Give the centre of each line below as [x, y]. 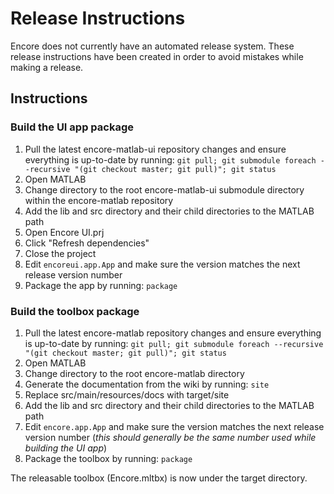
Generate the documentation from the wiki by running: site [147, 384]
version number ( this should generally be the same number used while [170, 437]
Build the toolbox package [75, 311]
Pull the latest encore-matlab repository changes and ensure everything [173, 333]
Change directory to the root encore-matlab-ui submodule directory [164, 189]
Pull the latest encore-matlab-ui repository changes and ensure [155, 149]
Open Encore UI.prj [64, 232]
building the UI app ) [66, 448]
